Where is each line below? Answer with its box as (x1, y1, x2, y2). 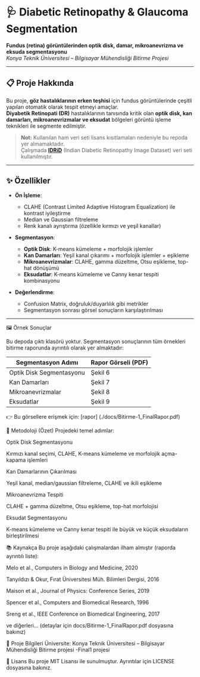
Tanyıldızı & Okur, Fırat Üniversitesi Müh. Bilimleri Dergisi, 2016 (6, 576, 160, 583)
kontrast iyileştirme (23, 209, 71, 217)
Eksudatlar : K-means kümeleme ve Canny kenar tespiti (23, 270, 159, 278)
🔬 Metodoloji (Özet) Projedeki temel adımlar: (6, 426, 115, 434)
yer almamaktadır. (20, 140, 65, 147)
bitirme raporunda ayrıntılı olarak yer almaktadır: (6, 344, 124, 351)
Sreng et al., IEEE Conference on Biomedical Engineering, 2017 (6, 610, 160, 617)
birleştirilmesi (6, 532, 39, 539)
